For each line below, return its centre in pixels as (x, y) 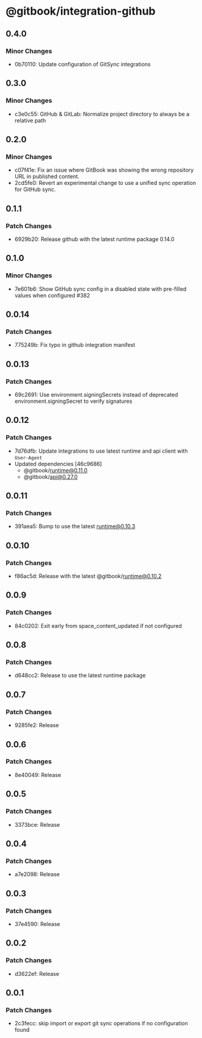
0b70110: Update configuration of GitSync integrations (82, 64)
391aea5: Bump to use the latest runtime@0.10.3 (75, 526)
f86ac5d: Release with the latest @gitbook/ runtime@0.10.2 (88, 576)
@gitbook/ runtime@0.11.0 (55, 470)
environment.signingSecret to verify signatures (73, 401)
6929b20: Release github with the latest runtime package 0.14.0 (94, 239)
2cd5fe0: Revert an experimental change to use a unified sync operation (105, 183)
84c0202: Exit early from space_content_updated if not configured (98, 625)
